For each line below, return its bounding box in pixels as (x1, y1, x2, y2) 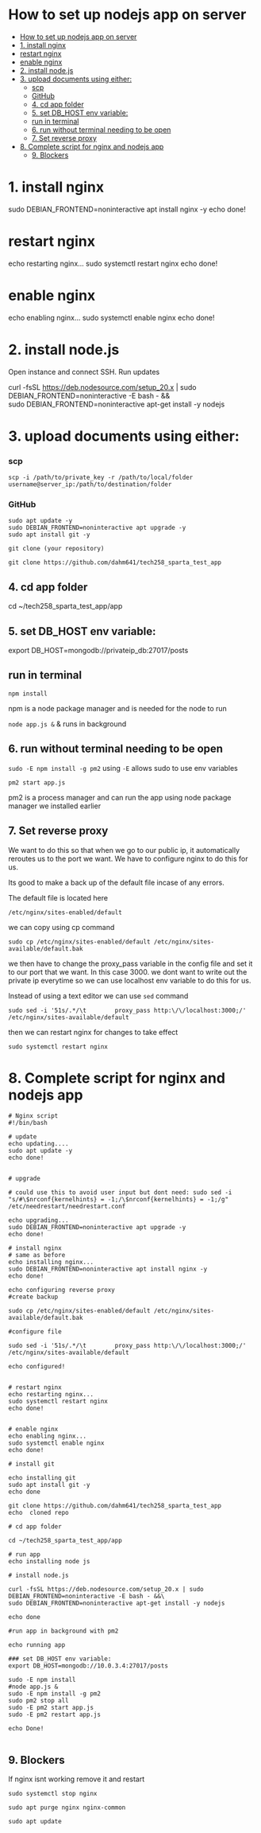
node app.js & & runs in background (8, 718, 127, 729)
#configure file (8, 1328, 62, 1336)
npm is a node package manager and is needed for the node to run (8, 703, 228, 713)
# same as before (8, 1251, 66, 1259)
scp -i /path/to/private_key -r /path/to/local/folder (8, 473, 194, 482)
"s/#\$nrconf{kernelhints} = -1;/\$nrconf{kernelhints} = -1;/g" (8, 1196, 228, 1204)
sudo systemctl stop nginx (8, 1790, 98, 1798)
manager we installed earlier (8, 801, 102, 811)
